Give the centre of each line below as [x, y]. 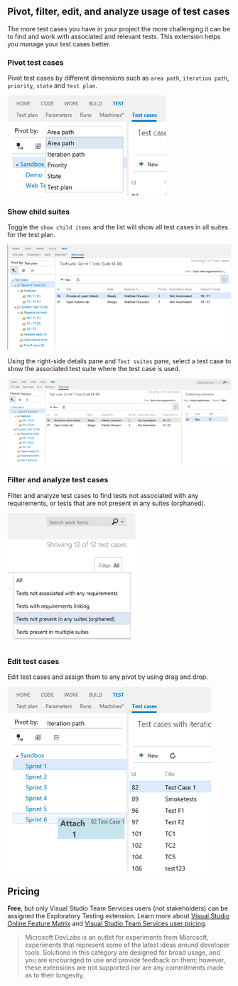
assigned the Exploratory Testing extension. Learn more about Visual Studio [118, 915]
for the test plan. [31, 235]
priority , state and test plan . [53, 85]
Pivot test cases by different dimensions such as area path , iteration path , [118, 78]
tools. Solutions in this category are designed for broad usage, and [122, 952]
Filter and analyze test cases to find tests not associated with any [103, 495]
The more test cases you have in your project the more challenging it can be [119, 28]
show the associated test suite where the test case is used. [94, 369]
